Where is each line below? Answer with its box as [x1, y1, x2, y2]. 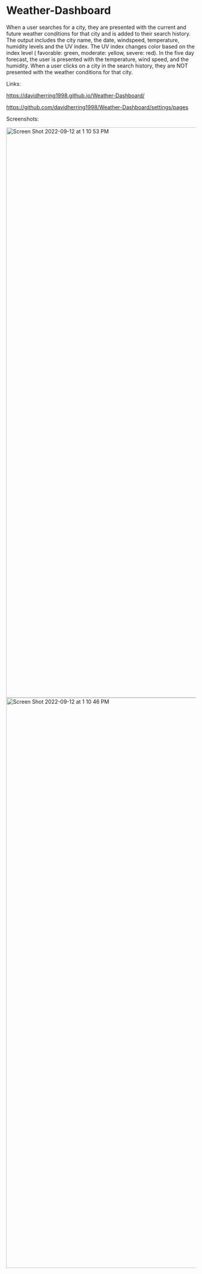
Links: [6, 80, 21, 88]
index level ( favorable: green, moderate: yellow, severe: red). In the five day [6, 49, 194, 56]
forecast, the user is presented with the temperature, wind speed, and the [6, 56, 189, 63]
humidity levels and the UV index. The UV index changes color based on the [6, 43, 195, 50]
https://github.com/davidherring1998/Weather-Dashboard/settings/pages [6, 103, 189, 110]
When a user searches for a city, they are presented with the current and [6, 24, 186, 31]
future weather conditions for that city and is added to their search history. [6, 30, 191, 37]
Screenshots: [6, 115, 39, 123]
